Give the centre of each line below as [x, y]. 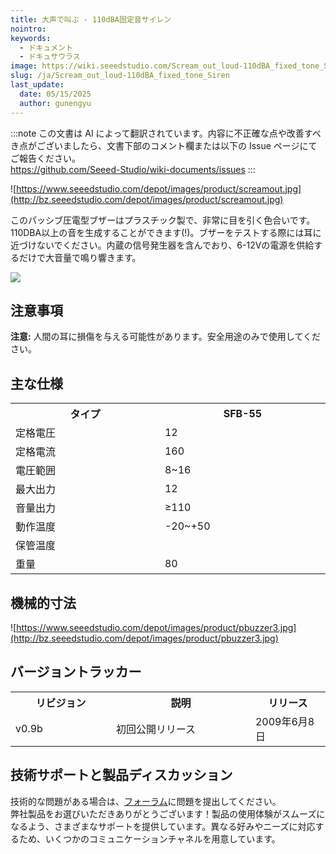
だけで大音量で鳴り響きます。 [80, 257]
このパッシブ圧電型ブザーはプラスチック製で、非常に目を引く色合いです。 [163, 220]
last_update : [37, 85]
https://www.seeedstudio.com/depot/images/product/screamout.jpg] [159, 188]
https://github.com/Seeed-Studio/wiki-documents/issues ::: [133, 169]
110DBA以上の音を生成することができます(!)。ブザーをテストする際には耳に [166, 232]
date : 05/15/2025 [55, 94]
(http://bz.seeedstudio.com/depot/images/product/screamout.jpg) [147, 199]
